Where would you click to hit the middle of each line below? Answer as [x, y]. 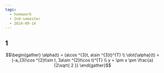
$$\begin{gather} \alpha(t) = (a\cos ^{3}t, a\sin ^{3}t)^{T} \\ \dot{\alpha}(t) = [82, 55]
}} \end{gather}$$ [93, 65]
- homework [21, 14]
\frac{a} [145, 60]
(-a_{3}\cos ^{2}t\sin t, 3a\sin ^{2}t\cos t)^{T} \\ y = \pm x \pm [74, 60]
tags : [11, 10]
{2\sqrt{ [62, 65]
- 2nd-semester [25, 19]
